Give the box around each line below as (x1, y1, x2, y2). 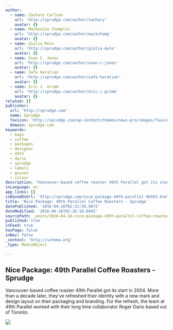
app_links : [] (5, 189, 36, 195)
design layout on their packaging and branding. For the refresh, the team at (5, 298, 165, 304)
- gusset (10, 170, 29, 176)
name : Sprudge (10, 113, 40, 118)
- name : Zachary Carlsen (10, 12, 63, 18)
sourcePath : (5, 213, 31, 219)
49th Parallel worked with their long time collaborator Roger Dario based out (5, 304, 167, 310)
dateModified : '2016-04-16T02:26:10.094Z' (5, 209, 98, 214)
